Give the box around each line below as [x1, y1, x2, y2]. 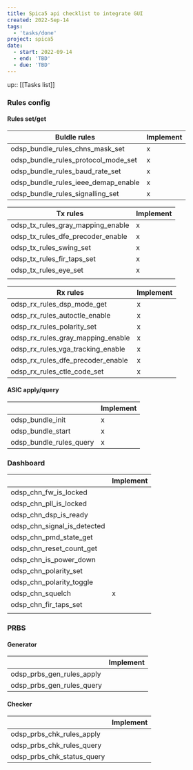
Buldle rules [54, 132, 95, 142]
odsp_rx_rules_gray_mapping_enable [10, 333, 130, 343]
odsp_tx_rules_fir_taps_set [10, 253, 96, 263]
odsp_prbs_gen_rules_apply [10, 669, 101, 679]
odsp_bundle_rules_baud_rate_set [10, 166, 121, 176]
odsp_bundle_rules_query [10, 437, 94, 447]
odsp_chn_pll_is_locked [10, 499, 88, 508]
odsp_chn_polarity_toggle [10, 577, 94, 587]
